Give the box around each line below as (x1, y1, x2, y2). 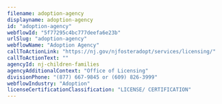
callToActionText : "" (7, 55, 69, 62)
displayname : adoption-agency (7, 16, 94, 23)
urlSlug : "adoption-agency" (7, 36, 88, 42)
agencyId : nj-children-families (7, 61, 99, 68)
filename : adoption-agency (7, 10, 84, 17)
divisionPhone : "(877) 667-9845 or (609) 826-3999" (7, 73, 158, 81)
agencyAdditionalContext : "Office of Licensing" (7, 67, 149, 74)
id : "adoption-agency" (7, 23, 72, 29)
